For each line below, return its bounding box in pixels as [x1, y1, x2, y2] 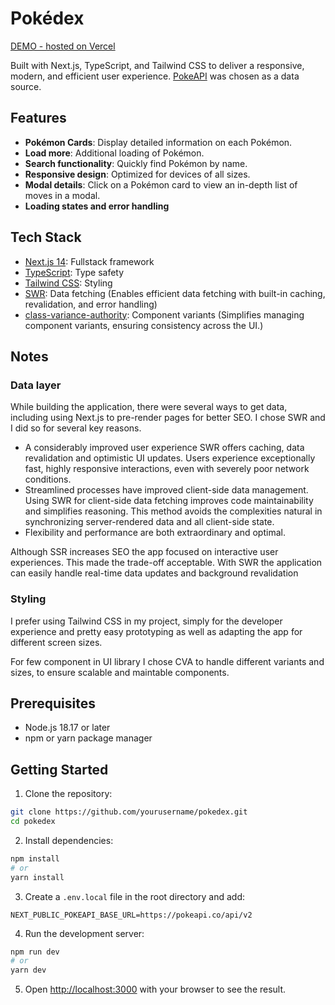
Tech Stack [10, 229, 82, 246]
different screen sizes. [10, 636, 103, 648]
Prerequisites [10, 695, 96, 712]
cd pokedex [10, 817, 56, 827]
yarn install [10, 872, 65, 882]
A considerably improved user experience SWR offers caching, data [24, 442, 305, 454]
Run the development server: [24, 927, 145, 939]
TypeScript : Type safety [24, 266, 125, 278]
